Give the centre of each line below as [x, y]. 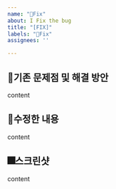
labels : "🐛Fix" [30, 34]
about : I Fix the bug [39, 21]
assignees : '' [28, 41]
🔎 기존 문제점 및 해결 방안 [58, 77]
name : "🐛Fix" [27, 14]
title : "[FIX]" [30, 27]
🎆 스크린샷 [28, 161]
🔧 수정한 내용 [33, 119]
